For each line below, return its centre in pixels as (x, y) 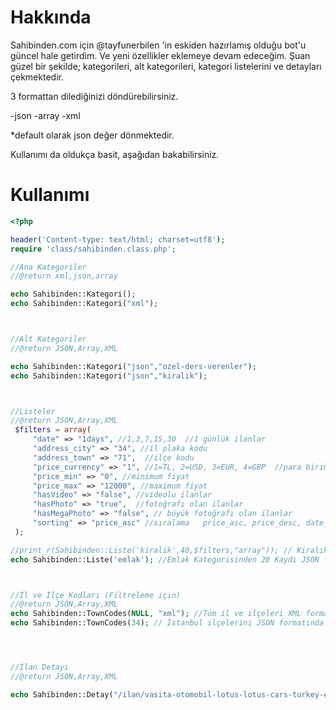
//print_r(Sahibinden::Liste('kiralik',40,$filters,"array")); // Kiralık (169, 550)
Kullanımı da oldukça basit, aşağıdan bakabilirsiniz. (115, 154)
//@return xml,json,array (64, 276)
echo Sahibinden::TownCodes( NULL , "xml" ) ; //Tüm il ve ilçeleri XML (156, 614)
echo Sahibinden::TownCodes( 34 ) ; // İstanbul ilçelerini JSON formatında (167, 623)
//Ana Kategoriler (48, 267)
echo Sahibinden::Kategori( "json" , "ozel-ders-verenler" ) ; (133, 366)
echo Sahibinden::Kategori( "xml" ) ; (84, 304)
